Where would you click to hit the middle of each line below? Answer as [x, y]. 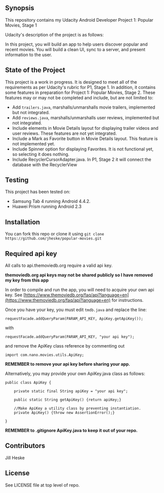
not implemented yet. [34, 144]
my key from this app [27, 280]
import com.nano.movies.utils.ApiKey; [45, 355]
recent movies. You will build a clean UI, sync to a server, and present [75, 49]
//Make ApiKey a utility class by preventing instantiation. [77, 408]
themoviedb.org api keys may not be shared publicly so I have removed [79, 275]
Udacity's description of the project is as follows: [54, 34]
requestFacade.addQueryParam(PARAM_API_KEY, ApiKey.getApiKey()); [74, 319]
